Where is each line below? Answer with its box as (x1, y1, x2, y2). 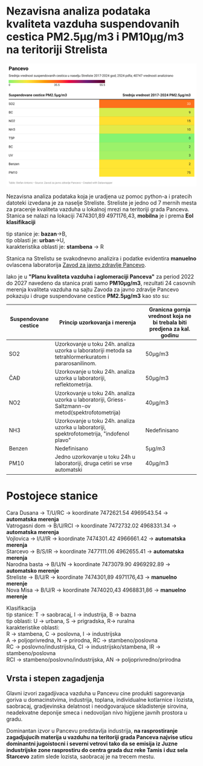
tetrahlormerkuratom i (54, 353, 109, 360)
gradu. (6, 715, 23, 722)
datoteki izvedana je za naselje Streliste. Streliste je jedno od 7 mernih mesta (6, 199, 197, 206)
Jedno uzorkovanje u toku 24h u (54, 453, 136, 461)
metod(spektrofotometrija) (54, 409, 121, 416)
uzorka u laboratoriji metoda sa (54, 347, 132, 354)
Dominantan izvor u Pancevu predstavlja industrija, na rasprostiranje (6, 727, 178, 734)
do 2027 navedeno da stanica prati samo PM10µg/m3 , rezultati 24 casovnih (6, 280, 196, 287)
